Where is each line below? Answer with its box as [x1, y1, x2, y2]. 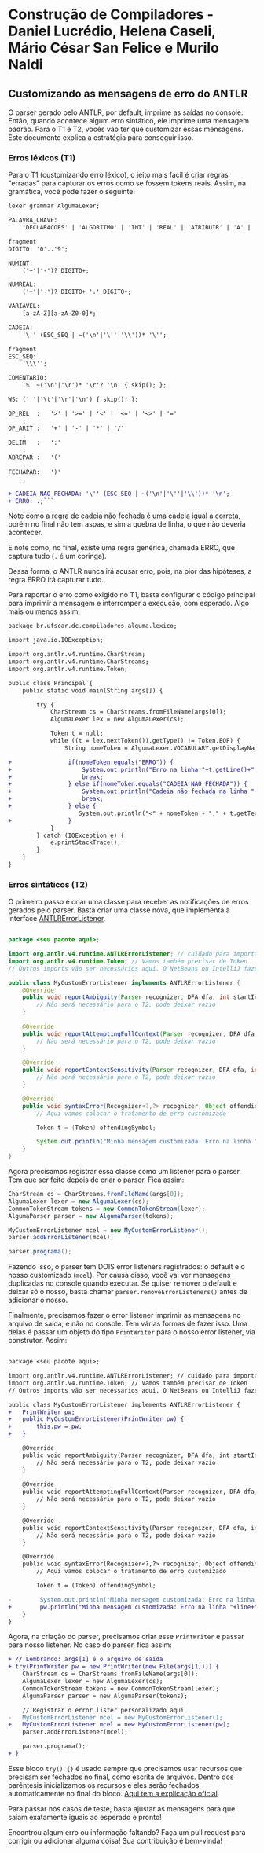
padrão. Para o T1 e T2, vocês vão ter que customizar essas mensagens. [8, 124, 244, 134]
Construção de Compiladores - [8, 6, 214, 24]
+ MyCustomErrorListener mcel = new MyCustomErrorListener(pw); [8, 1721, 230, 1729]
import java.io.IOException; [8, 637, 104, 644]
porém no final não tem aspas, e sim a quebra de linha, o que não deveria [8, 519, 246, 529]
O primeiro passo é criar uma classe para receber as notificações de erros [8, 897, 249, 907]
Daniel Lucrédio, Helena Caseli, [8, 22, 216, 40]
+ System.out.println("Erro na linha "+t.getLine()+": [8, 765, 258, 773]
